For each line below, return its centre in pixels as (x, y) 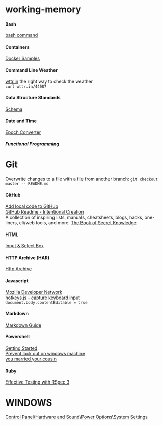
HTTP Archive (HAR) (28, 258)
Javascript (17, 281)
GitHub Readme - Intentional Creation (45, 211)
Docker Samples (22, 58)
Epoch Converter (23, 132)
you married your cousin (31, 359)
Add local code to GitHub (32, 206)
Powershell (17, 337)
